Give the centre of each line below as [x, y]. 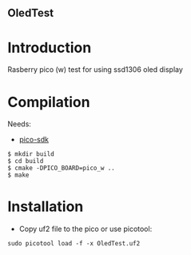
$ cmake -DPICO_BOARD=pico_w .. [61, 168]
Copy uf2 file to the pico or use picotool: [86, 229]
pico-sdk [34, 140]
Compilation [49, 102]
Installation [46, 207]
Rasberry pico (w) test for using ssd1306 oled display [95, 70]
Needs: [19, 124]
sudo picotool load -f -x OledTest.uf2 [74, 244]
